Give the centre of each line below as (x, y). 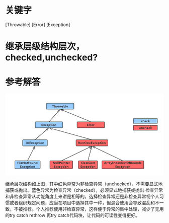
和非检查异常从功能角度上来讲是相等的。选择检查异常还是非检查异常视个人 (82, 196)
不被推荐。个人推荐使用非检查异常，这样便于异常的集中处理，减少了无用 (89, 209)
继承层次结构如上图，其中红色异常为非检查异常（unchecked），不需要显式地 (84, 184)
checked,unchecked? (52, 58)
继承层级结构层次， (45, 47)
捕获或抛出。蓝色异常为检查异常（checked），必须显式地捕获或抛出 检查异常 (84, 190)
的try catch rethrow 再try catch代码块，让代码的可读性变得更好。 (72, 215)
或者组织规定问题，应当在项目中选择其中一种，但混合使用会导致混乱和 (82, 202)
